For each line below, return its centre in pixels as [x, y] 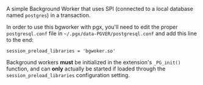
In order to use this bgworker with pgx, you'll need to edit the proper [92, 27]
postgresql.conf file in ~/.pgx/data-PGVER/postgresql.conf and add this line [101, 33]
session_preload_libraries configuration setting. [68, 75]
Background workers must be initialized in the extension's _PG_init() [94, 62]
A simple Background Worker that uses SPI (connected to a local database [100, 9]
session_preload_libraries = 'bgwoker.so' [61, 51]
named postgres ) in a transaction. [48, 15]
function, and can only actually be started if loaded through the [86, 69]
